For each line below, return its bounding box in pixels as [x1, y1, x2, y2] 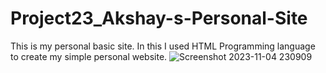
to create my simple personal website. [10, 50, 168, 62]
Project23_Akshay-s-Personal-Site [10, 7, 308, 30]
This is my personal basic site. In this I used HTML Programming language [10, 40, 316, 52]
